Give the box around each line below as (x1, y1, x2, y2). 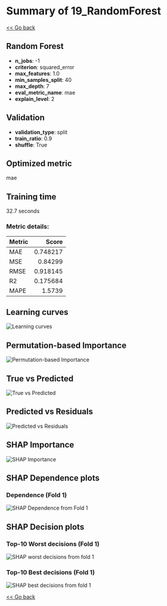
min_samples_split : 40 (14, 76, 72, 83)
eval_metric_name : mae (14, 88, 76, 96)
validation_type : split (14, 128, 67, 136)
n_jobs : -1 (14, 57, 40, 64)
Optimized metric (6, 158, 73, 169)
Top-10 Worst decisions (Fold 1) (6, 540, 100, 548)
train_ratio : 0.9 (14, 134, 52, 142)
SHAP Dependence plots (6, 473, 100, 483)
